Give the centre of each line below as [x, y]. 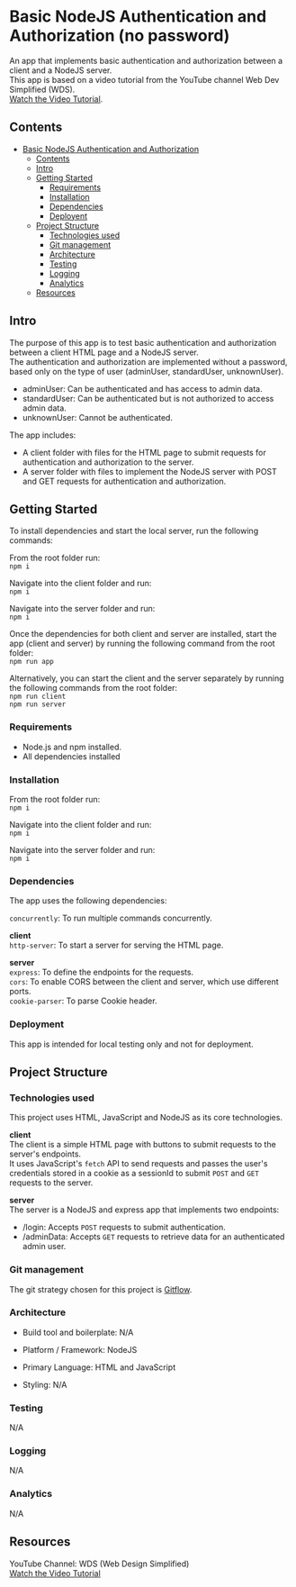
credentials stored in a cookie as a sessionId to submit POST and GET [134, 1174]
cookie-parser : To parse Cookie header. [83, 1001]
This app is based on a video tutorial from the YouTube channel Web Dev [144, 79]
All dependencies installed [71, 756]
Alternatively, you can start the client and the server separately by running [147, 678]
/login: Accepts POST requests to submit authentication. [124, 1228]
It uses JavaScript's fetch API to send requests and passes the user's [139, 1164]
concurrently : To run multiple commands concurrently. [111, 918]
